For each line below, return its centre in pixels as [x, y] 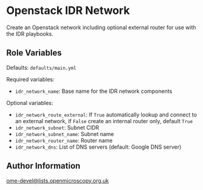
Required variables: [30, 79]
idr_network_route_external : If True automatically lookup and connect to [106, 114]
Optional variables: [30, 103]
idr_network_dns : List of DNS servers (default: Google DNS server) [98, 147]
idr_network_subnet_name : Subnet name [64, 134]
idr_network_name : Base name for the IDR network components [94, 91]
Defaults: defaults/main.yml [42, 67]
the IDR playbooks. [30, 33]
